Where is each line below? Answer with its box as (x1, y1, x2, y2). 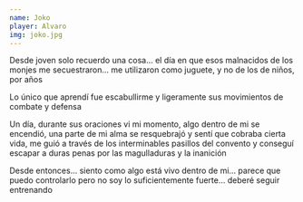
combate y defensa (9, 101, 82, 112)
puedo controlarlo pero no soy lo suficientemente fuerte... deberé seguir (9, 175, 280, 186)
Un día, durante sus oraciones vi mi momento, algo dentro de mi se (9, 119, 260, 130)
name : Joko (9, 13, 51, 23)
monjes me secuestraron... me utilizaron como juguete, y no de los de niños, (9, 64, 295, 75)
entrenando (9, 185, 53, 196)
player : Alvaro (9, 22, 67, 31)
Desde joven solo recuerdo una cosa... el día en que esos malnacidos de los (9, 55, 293, 66)
